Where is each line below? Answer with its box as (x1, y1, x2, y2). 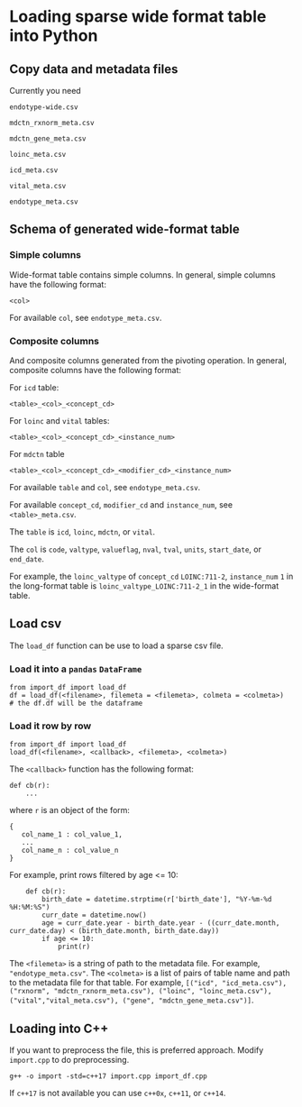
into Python (9, 25, 98, 46)
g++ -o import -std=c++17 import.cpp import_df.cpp (9, 1072, 207, 1081)
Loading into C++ (9, 1020, 109, 1036)
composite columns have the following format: (9, 364, 182, 375)
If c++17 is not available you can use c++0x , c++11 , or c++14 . (9, 1088, 226, 1099)
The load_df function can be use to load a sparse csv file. (9, 640, 224, 651)
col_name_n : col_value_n (21, 846, 119, 855)
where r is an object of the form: (9, 805, 131, 816)
